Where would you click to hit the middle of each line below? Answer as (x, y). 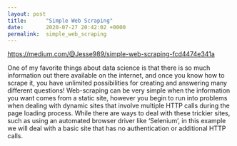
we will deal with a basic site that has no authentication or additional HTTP (117, 128)
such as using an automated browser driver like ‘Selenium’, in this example (117, 121)
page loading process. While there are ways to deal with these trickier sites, (119, 113)
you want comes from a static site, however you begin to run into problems (117, 98)
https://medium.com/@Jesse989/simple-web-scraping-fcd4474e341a (111, 54)
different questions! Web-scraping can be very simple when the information (119, 90)
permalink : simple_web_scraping (57, 34)
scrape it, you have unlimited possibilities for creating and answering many (117, 83)
